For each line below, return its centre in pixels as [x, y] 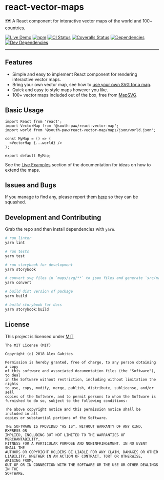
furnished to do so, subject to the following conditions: [66, 401]
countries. [15, 28]
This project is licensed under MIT [40, 336]
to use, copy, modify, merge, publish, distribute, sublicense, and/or [79, 388]
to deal [13, 375]
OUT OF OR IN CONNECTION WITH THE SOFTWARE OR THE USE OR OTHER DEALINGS [82, 465]
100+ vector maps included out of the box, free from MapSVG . [75, 95]
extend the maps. [23, 170]
